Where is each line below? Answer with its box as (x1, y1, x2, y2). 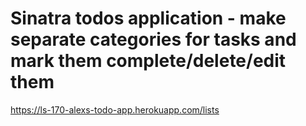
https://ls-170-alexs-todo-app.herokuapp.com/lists (10, 103, 220, 116)
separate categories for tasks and (10, 28, 297, 51)
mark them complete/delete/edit (10, 50, 287, 72)
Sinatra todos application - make (10, 7, 287, 30)
